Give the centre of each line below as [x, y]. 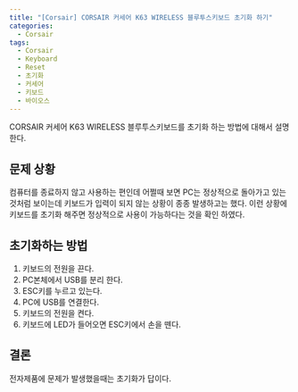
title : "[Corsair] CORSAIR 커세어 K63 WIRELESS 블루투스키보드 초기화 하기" [141, 17]
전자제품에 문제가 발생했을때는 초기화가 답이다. [91, 378]
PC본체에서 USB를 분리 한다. [72, 279]
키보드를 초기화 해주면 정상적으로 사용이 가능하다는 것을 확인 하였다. [127, 214]
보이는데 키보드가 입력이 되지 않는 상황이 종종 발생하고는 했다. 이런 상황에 [160, 204]
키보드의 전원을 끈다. [58, 268]
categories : [31, 26]
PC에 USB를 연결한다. [61, 302]
